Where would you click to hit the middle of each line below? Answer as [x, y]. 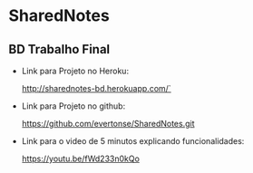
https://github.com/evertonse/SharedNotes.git [108, 124]
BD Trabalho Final [59, 49]
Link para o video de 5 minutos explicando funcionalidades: [133, 141]
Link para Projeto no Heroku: [75, 71]
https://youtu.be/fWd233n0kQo [80, 159]
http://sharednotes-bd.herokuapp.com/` [96, 88]
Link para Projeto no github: [73, 106]
